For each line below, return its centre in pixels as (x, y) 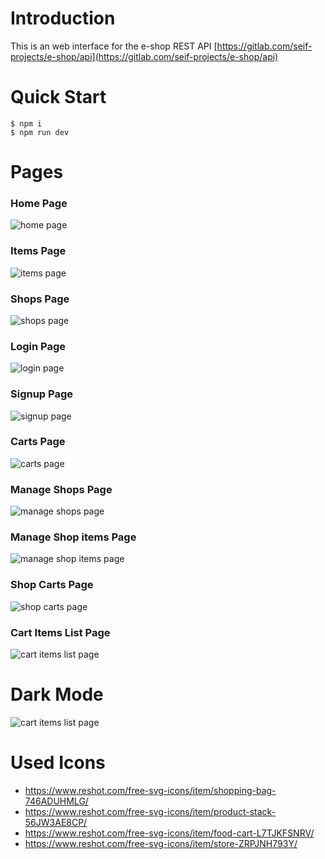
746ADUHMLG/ (56, 801)
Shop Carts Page (52, 585)
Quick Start (58, 97)
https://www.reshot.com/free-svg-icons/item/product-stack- (150, 811)
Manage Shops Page (61, 489)
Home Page (39, 203)
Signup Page (42, 394)
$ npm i (26, 123)
